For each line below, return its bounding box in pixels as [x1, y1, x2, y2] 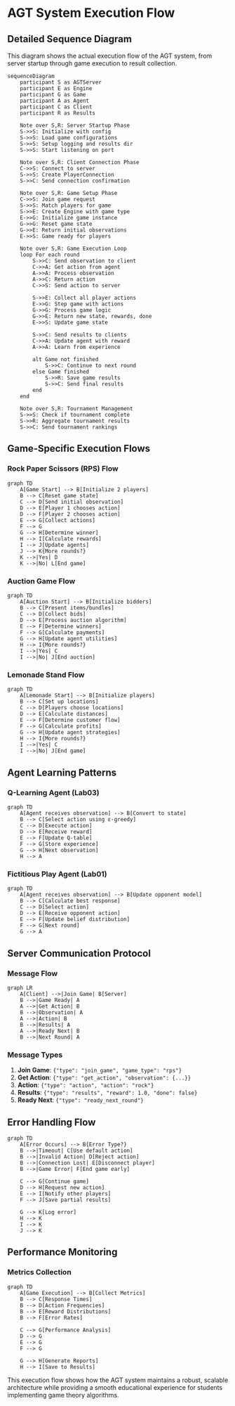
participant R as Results [20, 110, 96, 117]
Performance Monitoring [7, 1246, 118, 1258]
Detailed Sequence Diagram [7, 33, 132, 45]
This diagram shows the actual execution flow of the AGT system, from [7, 51, 213, 60]
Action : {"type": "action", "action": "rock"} [17, 1081, 154, 1089]
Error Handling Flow [7, 1116, 96, 1128]
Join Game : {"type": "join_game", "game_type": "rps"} [17, 1066, 182, 1075]
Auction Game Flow [7, 576, 76, 585]
